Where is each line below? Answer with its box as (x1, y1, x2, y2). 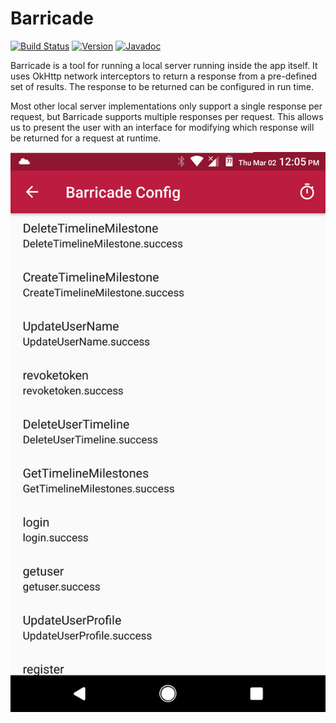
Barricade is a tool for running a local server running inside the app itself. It (10, 59, 318, 71)
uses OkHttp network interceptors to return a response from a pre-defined (10, 70, 318, 82)
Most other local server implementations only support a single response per (10, 100, 323, 112)
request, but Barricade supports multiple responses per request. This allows (10, 110, 324, 122)
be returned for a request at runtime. (10, 132, 162, 144)
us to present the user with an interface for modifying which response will (10, 121, 315, 133)
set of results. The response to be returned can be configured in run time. (10, 80, 314, 92)
